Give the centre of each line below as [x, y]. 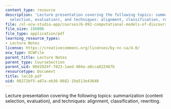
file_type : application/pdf [35, 34]
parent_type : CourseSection [35, 62]
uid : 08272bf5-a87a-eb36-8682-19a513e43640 [52, 81]
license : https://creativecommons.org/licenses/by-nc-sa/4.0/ [73, 48]
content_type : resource [31, 10]
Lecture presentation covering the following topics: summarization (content [84, 95]
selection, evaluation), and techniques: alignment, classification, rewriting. [83, 101]
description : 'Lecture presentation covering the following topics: [79, 15]
